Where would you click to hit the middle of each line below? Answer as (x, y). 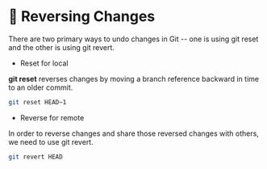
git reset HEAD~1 (38, 102)
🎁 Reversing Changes (82, 17)
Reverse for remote (52, 117)
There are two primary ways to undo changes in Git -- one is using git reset (133, 39)
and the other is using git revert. (62, 47)
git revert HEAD (35, 157)
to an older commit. (41, 87)
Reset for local (44, 63)
